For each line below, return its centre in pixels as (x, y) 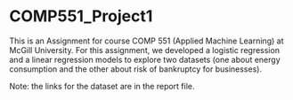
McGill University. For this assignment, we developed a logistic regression (145, 50)
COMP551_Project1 (81, 16)
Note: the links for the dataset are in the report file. (102, 86)
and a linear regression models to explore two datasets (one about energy (145, 59)
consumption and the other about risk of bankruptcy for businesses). (136, 69)
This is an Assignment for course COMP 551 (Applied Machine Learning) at (146, 41)
